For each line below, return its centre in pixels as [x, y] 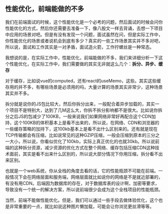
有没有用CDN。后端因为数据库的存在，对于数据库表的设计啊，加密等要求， [82, 183]
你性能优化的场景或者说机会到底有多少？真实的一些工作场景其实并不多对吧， [84, 40]
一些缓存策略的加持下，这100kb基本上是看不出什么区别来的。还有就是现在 [81, 128]
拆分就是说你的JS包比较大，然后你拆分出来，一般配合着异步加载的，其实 [80, 103]
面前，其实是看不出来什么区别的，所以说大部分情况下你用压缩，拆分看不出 [86, 153]
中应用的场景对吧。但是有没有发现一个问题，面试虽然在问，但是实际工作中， [84, 34]
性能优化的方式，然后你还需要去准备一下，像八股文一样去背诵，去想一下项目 [84, 28]
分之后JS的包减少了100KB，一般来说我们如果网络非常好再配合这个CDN [78, 116]
